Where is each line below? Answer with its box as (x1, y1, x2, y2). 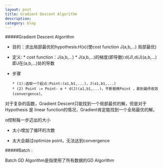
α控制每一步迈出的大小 (5, 117, 51, 123)
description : (5, 16, 32, 21)
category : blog (5, 20, 36, 26)
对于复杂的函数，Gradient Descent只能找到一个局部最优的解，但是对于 (5, 101, 147, 107)
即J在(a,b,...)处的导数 (12, 60, 55, 66)
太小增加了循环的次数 (12, 127, 55, 134)
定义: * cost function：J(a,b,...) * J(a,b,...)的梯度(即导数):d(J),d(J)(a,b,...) (12, 54, 157, 60)
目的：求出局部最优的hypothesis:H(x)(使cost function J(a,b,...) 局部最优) (12, 44, 157, 50)
